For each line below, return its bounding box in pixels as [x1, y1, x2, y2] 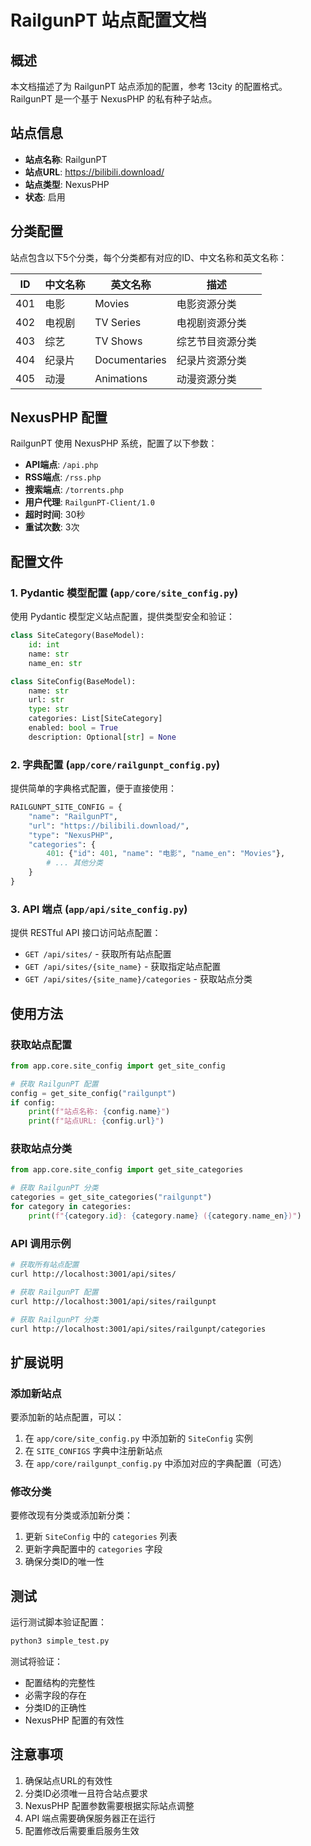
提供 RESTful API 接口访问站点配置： [10, 927, 162, 939]
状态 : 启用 [24, 191, 66, 203]
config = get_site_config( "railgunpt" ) [10, 1088, 177, 1098]
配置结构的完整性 [24, 1677, 96, 1689]
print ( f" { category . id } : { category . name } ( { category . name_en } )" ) [28, 1211, 302, 1221]
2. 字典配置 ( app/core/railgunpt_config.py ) [10, 757, 221, 771]
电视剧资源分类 [176, 316, 247, 330]
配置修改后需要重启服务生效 [24, 1824, 140, 1836]
